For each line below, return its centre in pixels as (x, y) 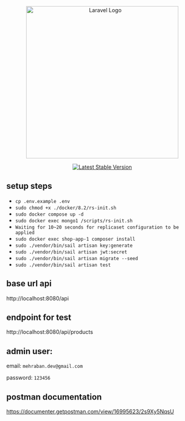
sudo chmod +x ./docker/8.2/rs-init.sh (66, 208)
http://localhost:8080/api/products (50, 332)
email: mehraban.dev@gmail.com (45, 366)
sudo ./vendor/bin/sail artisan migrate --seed (76, 258)
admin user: (30, 351)
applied (25, 232)
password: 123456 (28, 378)
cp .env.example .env (42, 201)
